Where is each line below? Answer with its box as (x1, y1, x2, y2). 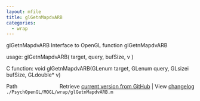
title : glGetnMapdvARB (6, 14, 63, 20)
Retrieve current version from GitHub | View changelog (59, 83, 195, 90)
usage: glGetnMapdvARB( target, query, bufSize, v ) (6, 53, 134, 60)
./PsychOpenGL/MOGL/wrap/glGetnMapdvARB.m (6, 89, 113, 96)
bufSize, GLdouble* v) (6, 71, 61, 78)
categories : (6, 20, 36, 26)
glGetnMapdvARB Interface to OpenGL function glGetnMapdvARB (6, 42, 168, 49)
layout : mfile (6, 8, 42, 15)
